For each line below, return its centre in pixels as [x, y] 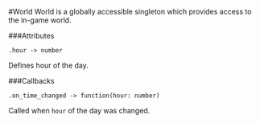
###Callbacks [31, 81]
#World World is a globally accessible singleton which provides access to [130, 12]
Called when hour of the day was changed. [79, 111]
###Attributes [31, 36]
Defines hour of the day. [48, 65]
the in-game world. [40, 20]
